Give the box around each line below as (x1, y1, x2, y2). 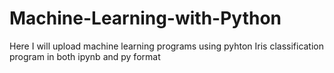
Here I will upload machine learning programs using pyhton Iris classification (9, 40, 325, 52)
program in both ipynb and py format (9, 50, 161, 62)
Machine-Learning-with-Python (9, 7, 282, 30)
